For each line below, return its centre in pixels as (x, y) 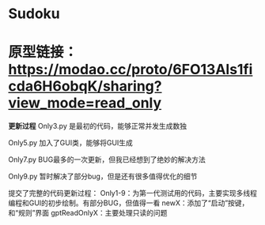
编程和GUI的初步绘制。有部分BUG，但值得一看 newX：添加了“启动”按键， (129, 203)
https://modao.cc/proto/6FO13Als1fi (131, 70)
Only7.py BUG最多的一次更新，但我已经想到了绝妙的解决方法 (107, 159)
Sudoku (34, 14)
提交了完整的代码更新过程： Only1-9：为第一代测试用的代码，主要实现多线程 (133, 193)
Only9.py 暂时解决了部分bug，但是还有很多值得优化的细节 (103, 176)
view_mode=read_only (85, 103)
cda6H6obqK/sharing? (85, 86)
